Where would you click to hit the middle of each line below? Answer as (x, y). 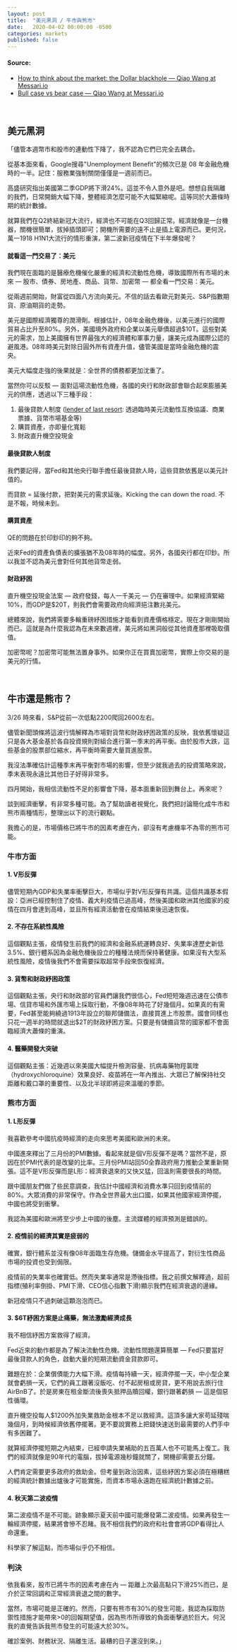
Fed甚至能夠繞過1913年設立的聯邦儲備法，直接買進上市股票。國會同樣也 (124, 1014)
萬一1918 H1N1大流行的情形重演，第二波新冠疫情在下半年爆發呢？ (102, 238)
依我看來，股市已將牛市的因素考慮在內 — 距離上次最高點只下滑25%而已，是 (118, 1584)
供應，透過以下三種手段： (56, 394)
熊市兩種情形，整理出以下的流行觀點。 (63, 813)
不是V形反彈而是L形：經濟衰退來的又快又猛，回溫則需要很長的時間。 (126, 1171)
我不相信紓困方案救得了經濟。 (50, 1335)
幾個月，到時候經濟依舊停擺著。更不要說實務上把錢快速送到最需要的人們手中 (119, 1424)
